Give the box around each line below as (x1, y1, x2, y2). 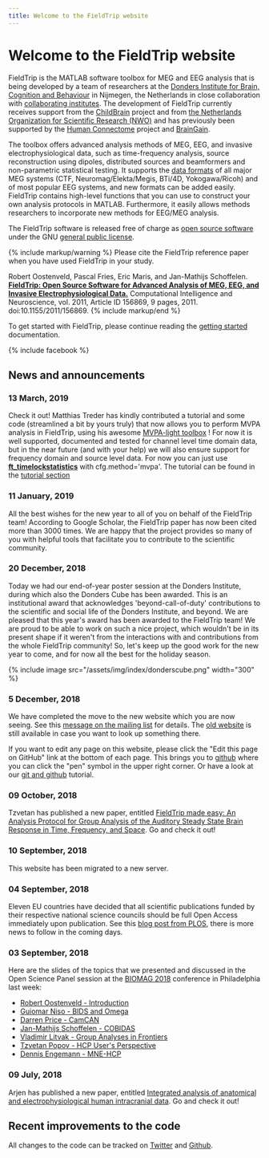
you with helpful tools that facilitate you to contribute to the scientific (8, 534, 235, 544)
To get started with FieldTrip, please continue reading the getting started (8, 321, 248, 331)
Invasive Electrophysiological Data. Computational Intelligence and (8, 288, 233, 298)
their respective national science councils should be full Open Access (8, 910, 239, 920)
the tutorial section (8, 470, 70, 480)
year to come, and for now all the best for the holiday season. (8, 649, 211, 659)
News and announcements (8, 368, 146, 382)
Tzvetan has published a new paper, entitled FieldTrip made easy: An (8, 808, 236, 818)
